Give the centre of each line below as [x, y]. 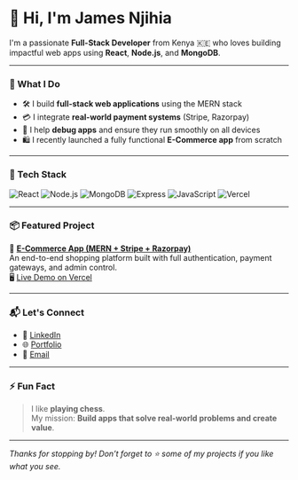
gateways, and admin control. [63, 267]
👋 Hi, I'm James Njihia [91, 18]
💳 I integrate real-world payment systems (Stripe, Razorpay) [136, 117]
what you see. [35, 467]
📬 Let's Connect [47, 312]
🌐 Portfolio [42, 344]
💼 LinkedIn [41, 335]
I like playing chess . [68, 409]
